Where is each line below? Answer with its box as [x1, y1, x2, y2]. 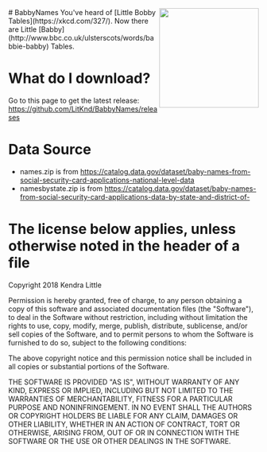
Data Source [8, 141, 91, 158]
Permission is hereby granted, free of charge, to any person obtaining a [8, 295, 242, 305]
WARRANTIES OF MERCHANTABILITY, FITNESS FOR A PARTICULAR [8, 394, 233, 403]
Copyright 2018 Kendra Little [8, 280, 102, 290]
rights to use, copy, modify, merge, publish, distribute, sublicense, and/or [8, 321, 248, 330]
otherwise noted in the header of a [8, 237, 241, 255]
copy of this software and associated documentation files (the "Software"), [8, 304, 254, 314]
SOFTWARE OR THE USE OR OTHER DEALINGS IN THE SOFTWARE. [8, 436, 231, 446]
